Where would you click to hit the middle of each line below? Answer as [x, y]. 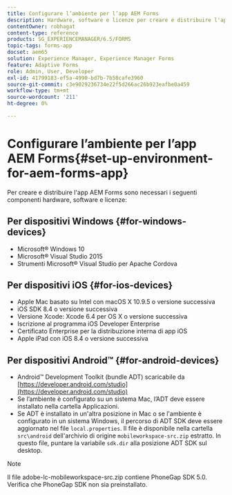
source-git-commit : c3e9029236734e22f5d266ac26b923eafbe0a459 [98, 84]
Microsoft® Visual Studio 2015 [60, 256]
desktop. [30, 451]
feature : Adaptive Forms [43, 65]
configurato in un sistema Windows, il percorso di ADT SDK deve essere [120, 421]
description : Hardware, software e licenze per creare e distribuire [109, 20]
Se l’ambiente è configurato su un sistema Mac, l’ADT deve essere [111, 399]
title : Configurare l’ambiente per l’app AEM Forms [83, 13]
